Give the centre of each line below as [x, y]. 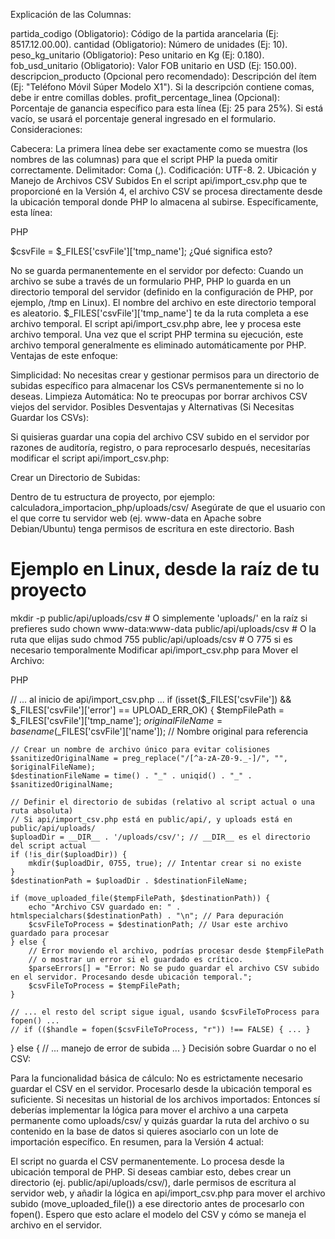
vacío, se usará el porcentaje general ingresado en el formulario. [143, 118]
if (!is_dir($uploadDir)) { [69, 854]
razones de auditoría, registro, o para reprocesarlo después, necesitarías [160, 447]
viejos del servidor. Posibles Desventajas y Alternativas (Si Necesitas [152, 407]
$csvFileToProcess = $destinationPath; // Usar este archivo [158, 924]
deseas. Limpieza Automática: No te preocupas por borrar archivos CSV [159, 396]
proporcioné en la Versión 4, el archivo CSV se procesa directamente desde [166, 191]
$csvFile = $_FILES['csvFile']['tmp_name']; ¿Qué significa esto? [141, 251]
